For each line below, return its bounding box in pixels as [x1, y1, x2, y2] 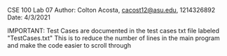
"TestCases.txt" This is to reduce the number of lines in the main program [7, 34, 220, 42]
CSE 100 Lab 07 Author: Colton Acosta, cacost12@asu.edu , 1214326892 [7, 6, 216, 14]
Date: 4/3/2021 [7, 13, 50, 21]
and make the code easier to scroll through [7, 41, 132, 49]
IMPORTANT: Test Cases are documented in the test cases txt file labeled [7, 27, 219, 35]
